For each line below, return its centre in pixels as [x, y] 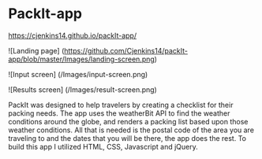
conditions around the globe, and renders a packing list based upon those [128, 121]
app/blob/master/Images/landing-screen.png [82, 59]
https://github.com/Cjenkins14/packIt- [126, 50]
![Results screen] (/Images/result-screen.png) [83, 89]
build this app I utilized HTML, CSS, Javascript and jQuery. [103, 146]
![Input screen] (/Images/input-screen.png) [78, 74]
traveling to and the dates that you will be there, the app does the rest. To [127, 138]
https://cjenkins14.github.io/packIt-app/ [72, 35]
